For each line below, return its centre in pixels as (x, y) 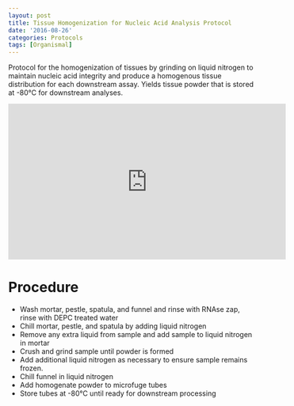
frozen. (31, 368)
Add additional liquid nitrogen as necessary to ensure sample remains (134, 360)
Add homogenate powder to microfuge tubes (94, 385)
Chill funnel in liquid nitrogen (66, 377)
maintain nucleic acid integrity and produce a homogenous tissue (115, 76)
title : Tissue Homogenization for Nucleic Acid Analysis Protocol (120, 23)
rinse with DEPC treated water (69, 318)
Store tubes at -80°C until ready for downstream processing (118, 393)
